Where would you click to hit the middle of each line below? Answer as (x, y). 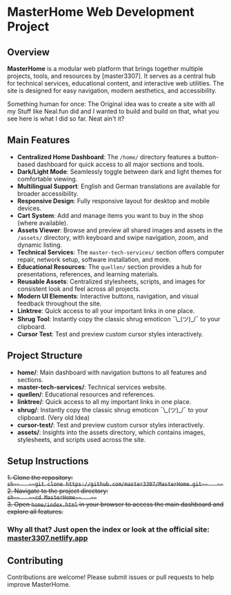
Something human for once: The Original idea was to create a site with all (111, 104)
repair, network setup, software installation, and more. (94, 259)
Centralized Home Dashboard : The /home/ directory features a (107, 157)
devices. (29, 208)
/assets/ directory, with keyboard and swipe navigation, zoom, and (113, 237)
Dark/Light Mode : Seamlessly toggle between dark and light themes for (119, 171)
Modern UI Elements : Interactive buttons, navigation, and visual (108, 296)
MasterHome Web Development (101, 12)
